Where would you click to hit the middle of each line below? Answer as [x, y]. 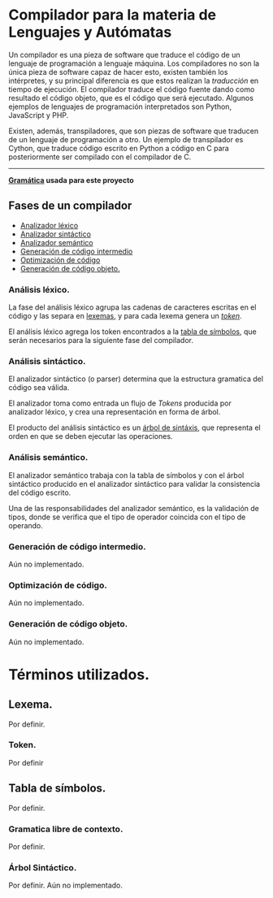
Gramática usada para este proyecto [71, 180]
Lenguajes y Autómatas [90, 32]
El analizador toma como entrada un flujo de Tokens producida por [120, 403]
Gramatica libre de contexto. [66, 829]
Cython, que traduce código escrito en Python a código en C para [119, 148]
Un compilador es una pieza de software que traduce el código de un [124, 54]
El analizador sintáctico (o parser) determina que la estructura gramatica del [136, 379]
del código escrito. [40, 492]
